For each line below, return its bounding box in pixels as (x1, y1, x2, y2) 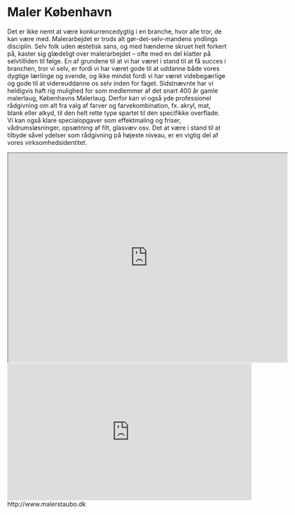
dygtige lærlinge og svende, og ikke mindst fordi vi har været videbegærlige (7, 71, 226, 80)
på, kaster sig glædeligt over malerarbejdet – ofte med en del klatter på (7, 49, 211, 58)
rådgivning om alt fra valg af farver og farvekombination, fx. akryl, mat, (7, 101, 211, 109)
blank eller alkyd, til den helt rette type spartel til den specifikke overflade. (7, 109, 220, 117)
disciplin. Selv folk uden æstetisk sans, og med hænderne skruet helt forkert (7, 42, 227, 50)
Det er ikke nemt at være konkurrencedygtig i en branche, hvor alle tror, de (7, 27, 222, 36)
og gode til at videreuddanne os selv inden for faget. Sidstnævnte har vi (7, 79, 214, 87)
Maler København (7, 4, 113, 20)
